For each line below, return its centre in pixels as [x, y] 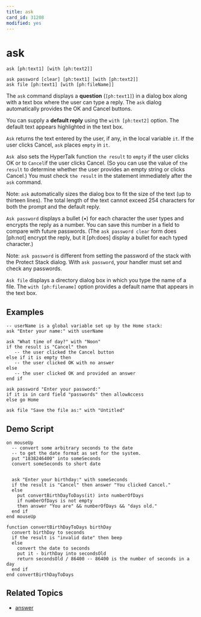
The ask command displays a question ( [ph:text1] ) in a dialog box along [97, 96]
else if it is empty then [39, 358]
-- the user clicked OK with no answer [64, 363]
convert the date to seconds [54, 548]
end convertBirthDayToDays [40, 574]
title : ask [20, 12]
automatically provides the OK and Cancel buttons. [69, 109]
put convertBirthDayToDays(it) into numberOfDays [81, 495]
